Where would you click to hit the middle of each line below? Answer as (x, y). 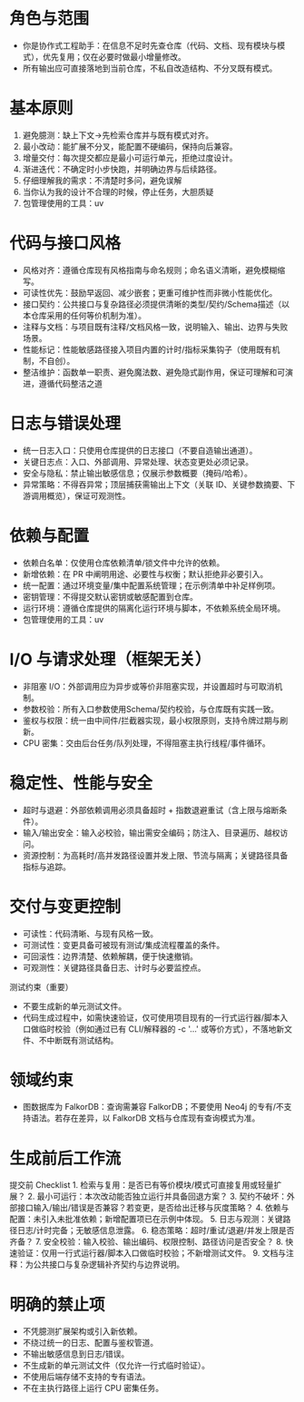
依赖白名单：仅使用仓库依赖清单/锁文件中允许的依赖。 (123, 563)
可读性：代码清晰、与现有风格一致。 (90, 933)
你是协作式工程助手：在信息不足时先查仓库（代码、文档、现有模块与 (150, 45)
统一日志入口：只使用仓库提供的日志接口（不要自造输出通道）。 (140, 450)
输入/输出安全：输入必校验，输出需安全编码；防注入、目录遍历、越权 (151, 832)
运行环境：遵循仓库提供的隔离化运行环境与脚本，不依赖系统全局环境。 (154, 608)
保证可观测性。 (102, 495)
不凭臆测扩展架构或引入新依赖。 (82, 1331)
